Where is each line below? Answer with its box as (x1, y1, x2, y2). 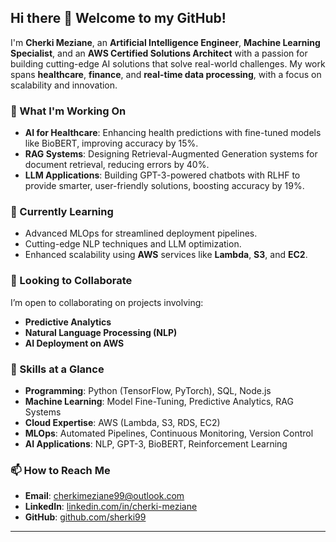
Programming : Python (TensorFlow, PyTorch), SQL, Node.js (24, 385, 272, 396)
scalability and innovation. (10, 79, 118, 91)
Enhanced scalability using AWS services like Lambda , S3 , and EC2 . (24, 249, 308, 261)
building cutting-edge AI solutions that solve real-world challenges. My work (10, 57, 326, 70)
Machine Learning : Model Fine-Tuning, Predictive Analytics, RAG (24, 396, 294, 407)
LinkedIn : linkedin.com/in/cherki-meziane (24, 501, 198, 513)
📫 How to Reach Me (10, 463, 111, 477)
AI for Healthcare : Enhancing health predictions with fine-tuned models (24, 127, 322, 139)
